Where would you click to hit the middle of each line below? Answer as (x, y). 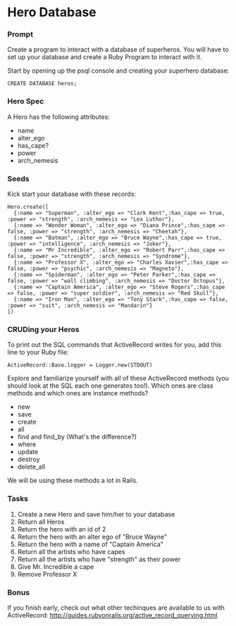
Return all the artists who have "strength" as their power (99, 559)
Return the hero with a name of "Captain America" (91, 544)
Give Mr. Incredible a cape (56, 566)
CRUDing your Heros (43, 330)
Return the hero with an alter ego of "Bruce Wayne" (92, 536)
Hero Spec (26, 102)
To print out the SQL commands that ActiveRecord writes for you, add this (114, 345)
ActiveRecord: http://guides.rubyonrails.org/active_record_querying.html (112, 615)
